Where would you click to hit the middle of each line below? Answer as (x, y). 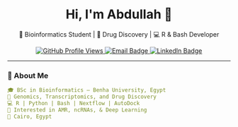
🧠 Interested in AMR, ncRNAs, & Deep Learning (77, 110)
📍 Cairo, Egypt (30, 116)
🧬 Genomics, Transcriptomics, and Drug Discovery (82, 97)
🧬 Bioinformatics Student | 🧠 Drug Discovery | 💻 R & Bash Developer (119, 34)
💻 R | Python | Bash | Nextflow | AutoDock (74, 103)
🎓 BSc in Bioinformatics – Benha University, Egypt (87, 90)
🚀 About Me (28, 75)
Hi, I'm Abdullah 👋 (119, 14)
